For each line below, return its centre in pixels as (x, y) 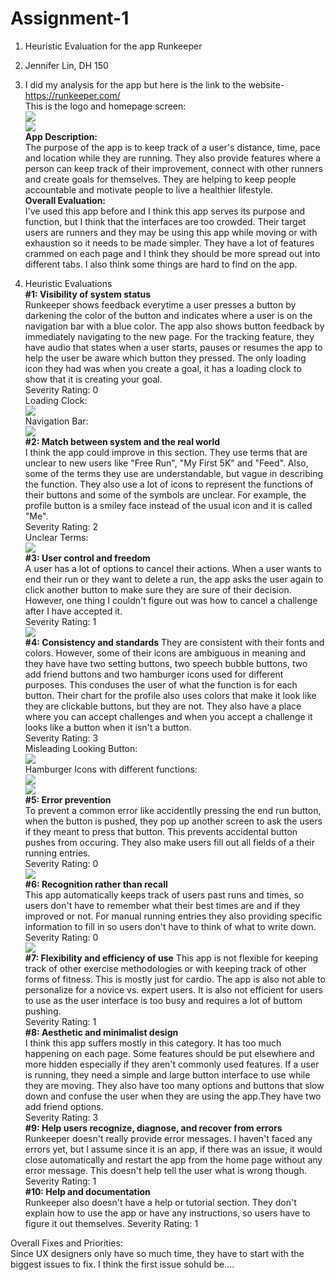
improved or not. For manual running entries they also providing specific (173, 916)
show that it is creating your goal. (93, 379)
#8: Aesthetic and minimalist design (101, 1032)
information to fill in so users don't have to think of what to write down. (170, 926)
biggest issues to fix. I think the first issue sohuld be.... (122, 1264)
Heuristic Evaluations (68, 283)
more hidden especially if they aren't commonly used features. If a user (172, 1064)
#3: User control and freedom (87, 558)
